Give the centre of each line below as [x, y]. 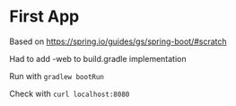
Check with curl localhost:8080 [70, 93]
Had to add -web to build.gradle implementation [98, 58]
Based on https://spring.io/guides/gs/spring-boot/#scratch [118, 41]
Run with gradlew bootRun [57, 76]
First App [44, 17]
